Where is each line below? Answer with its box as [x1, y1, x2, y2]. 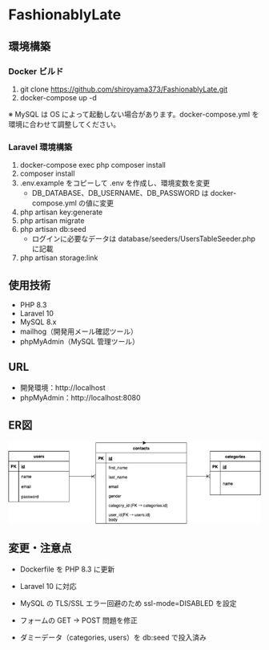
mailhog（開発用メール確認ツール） [19, 327, 138, 336]
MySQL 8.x [19, 317, 57, 327]
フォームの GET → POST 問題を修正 [19, 615, 138, 625]
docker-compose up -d [19, 92, 98, 102]
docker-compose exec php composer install [19, 160, 166, 170]
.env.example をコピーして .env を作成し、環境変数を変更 [19, 178, 211, 188]
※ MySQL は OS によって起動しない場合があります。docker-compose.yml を [8, 109, 259, 119]
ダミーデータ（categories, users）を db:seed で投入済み [19, 632, 207, 642]
